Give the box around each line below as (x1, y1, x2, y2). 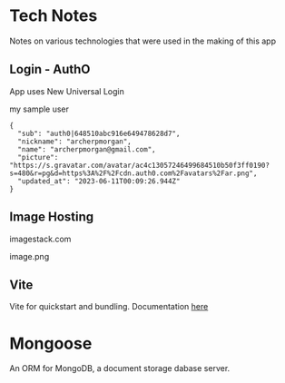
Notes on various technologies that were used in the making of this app (9, 35, 277, 46)
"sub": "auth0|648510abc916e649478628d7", (17, 129, 181, 138)
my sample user (9, 103, 70, 114)
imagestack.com (9, 233, 72, 244)
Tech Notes (9, 5, 98, 26)
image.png (9, 250, 50, 261)
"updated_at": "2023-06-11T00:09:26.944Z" (17, 176, 181, 186)
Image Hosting (9, 210, 94, 225)
